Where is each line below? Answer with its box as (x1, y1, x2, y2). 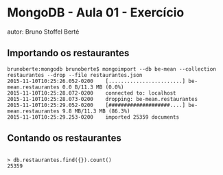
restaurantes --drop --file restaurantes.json (7, 71, 143, 78)
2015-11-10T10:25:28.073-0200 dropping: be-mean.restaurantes (7, 95, 198, 102)
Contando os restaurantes (7, 132, 121, 144)
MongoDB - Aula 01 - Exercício (7, 5, 185, 21)
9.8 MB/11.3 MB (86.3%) (62, 108, 130, 115)
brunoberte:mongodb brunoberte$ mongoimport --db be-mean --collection (7, 65, 216, 73)
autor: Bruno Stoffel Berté (7, 27, 80, 36)
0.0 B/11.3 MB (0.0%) (62, 84, 125, 91)
